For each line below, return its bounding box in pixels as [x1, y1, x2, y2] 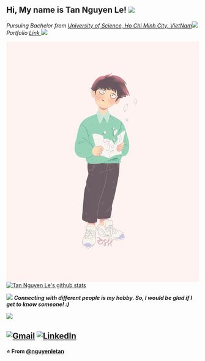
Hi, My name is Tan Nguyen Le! [6, 5, 127, 15]
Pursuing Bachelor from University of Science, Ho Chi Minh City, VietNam [6, 21, 193, 29]
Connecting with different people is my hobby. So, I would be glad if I [13, 294, 193, 301]
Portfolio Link [6, 29, 40, 36]
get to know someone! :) [6, 301, 69, 308]
